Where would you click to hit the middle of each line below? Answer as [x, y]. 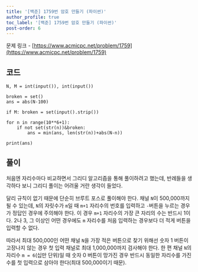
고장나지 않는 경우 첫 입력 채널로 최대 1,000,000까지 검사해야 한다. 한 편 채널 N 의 [99, 247]
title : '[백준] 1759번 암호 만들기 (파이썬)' [56, 12]
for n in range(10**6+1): [38, 123]
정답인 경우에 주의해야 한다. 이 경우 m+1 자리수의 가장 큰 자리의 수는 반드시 [97, 213]
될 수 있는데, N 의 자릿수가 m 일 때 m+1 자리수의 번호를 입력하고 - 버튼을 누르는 [92, 205]
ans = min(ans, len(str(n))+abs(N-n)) [75, 133]
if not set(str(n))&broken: [51, 128]
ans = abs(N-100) [27, 102]
